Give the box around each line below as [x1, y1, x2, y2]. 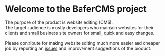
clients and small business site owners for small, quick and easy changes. [5, 30, 155, 36]
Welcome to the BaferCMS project [5, 3, 147, 15]
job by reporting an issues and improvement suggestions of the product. [5, 45, 152, 51]
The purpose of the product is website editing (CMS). [5, 19, 113, 25]
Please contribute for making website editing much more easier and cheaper [5, 40, 160, 46]
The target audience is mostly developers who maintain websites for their [5, 24, 154, 30]
